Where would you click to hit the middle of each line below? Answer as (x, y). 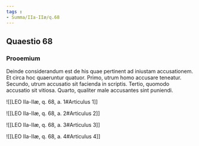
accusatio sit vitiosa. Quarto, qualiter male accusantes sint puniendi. (90, 91)
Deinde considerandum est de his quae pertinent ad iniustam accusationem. (100, 72)
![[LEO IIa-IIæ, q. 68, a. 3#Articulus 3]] (53, 125)
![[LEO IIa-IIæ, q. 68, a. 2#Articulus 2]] (53, 113)
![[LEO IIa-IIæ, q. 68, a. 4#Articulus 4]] (53, 136)
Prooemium (23, 58)
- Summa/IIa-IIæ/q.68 (33, 17)
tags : (14, 12)
